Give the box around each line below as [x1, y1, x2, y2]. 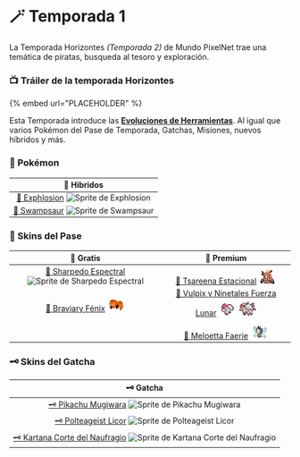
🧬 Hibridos [63, 180, 104, 190]
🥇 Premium [204, 252, 247, 263]
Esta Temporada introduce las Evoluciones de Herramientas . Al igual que [9, 115, 281, 126]
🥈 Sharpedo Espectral [45, 266, 126, 276]
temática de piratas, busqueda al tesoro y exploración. [9, 51, 210, 62]
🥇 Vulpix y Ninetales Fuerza [175, 288, 277, 299]
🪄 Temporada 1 [9, 6, 127, 27]
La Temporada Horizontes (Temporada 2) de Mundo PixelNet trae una [9, 41, 267, 53]
